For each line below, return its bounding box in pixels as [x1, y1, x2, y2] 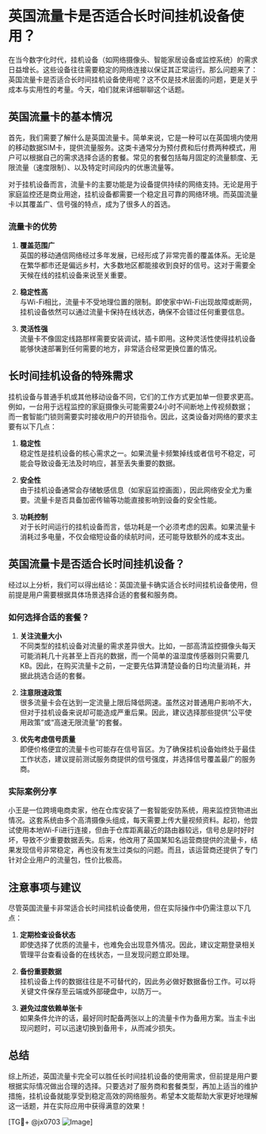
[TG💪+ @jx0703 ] [8, 1117, 93, 1126]
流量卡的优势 [8, 221, 58, 232]
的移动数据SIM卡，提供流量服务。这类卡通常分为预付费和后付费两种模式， [8, 142, 250, 152]
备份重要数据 [19, 966, 62, 977]
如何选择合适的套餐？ [8, 611, 89, 623]
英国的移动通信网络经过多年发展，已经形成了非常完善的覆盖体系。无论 [19, 251, 249, 260]
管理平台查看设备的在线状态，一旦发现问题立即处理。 [19, 950, 194, 959]
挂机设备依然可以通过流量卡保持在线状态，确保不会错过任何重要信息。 [19, 307, 249, 317]
